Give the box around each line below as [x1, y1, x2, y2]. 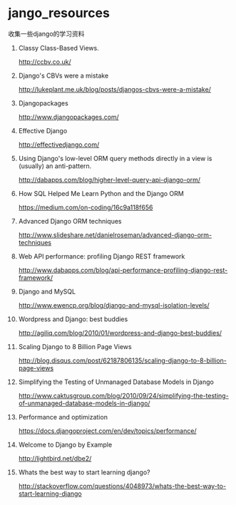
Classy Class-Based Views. [18, 43, 99, 52]
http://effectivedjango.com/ [18, 140, 100, 149]
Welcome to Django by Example [18, 440, 113, 449]
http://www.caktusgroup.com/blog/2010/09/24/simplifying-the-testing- [18, 391, 229, 400]
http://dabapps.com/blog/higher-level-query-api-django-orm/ [18, 175, 201, 184]
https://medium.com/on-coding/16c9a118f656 [18, 203, 153, 212]
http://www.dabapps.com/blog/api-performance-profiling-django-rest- [18, 266, 228, 274]
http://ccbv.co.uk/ [18, 57, 71, 66]
